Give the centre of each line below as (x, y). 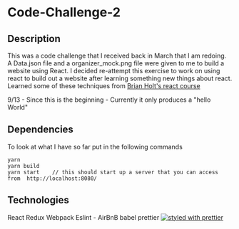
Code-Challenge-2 (64, 12)
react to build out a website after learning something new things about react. (120, 78)
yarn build (24, 166)
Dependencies (40, 130)
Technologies (39, 200)
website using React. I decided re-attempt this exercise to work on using (114, 71)
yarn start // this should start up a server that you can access (113, 172)
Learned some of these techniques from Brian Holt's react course (104, 86)
